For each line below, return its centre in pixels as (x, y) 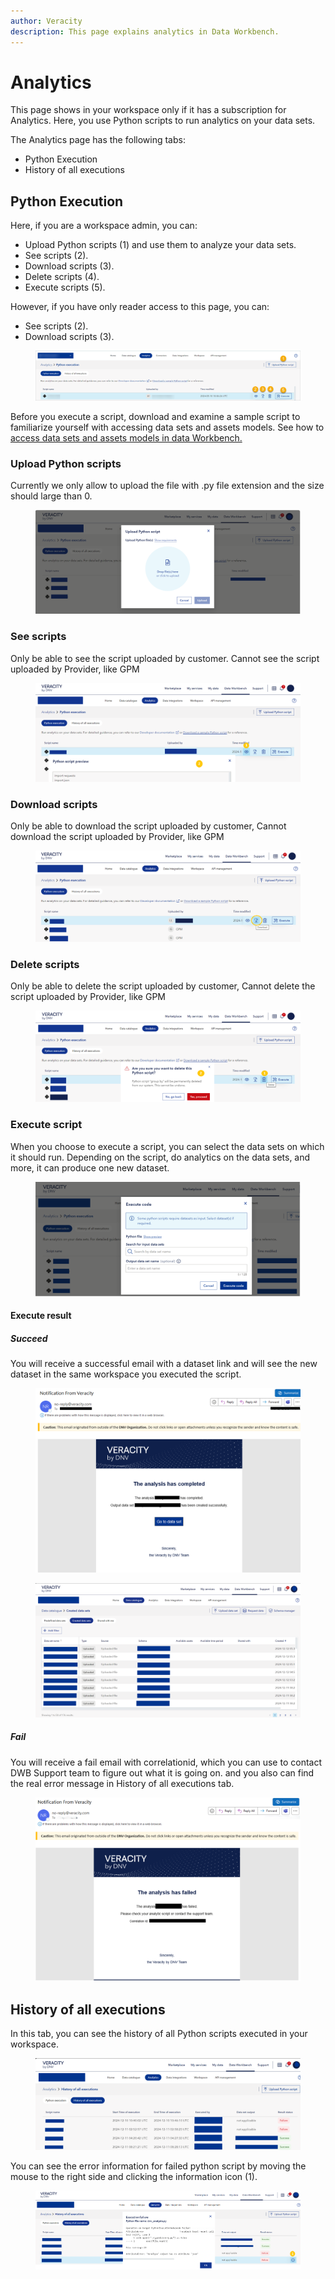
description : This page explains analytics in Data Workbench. (145, 31)
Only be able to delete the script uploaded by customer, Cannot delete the (163, 986)
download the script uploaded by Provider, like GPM (117, 837)
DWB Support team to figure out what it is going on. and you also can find (162, 1772)
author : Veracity (46, 21)
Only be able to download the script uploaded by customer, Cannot (148, 826)
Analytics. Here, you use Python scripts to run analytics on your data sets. (163, 121)
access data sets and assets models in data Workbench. (126, 438)
